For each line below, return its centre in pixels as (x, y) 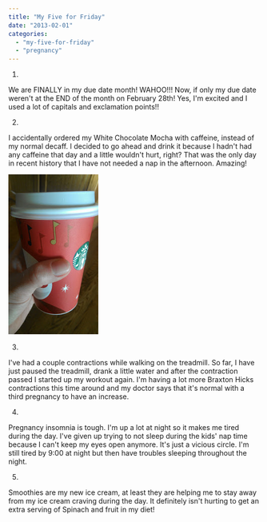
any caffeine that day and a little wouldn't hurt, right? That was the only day (133, 155)
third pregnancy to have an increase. (69, 396)
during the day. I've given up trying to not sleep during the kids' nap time (128, 436)
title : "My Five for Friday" (57, 17)
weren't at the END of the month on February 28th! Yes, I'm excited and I (128, 98)
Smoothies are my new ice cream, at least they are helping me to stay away (133, 492)
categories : (28, 34)
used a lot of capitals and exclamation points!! (84, 107)
